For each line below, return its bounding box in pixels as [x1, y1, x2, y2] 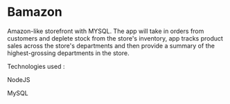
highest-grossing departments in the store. [7, 49, 130, 57]
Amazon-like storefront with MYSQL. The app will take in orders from [7, 27, 204, 35]
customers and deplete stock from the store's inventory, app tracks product [7, 34, 224, 42]
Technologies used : [7, 62, 65, 70]
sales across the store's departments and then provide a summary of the [7, 41, 215, 50]
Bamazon [7, 4, 62, 20]
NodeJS [7, 75, 30, 83]
